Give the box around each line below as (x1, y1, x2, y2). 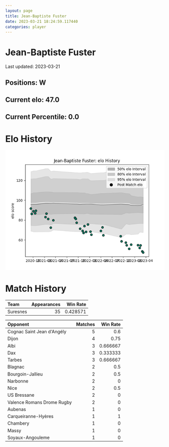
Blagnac (7, 364, 25, 370)
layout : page (5, 8, 33, 13)
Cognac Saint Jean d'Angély (7, 329, 67, 335)
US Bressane (7, 392, 34, 398)
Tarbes (7, 357, 22, 363)
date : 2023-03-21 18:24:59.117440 (5, 19, 78, 24)
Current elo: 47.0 (5, 95, 60, 104)
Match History (5, 283, 67, 294)
